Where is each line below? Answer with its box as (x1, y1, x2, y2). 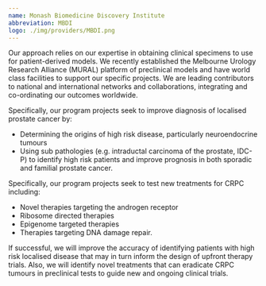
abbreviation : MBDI (8, 19, 73, 27)
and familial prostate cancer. (19, 164, 114, 173)
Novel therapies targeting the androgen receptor (19, 203, 179, 212)
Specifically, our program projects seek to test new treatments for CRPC (8, 179, 245, 188)
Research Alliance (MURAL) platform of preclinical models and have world (8, 65, 251, 75)
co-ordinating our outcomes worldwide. (8, 91, 138, 100)
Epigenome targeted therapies (19, 219, 120, 229)
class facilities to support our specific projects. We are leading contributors (8, 73, 254, 83)
